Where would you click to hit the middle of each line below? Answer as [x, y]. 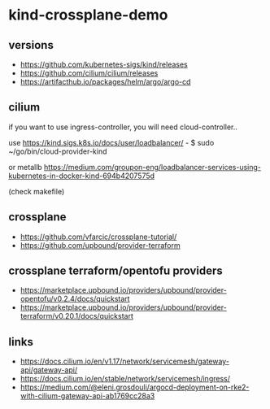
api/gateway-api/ [49, 370]
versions [31, 45]
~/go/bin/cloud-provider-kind [58, 151]
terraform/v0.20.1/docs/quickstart [77, 316]
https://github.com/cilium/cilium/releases [89, 73]
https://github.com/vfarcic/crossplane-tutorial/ [98, 237]
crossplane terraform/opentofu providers [116, 271]
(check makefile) [37, 191]
